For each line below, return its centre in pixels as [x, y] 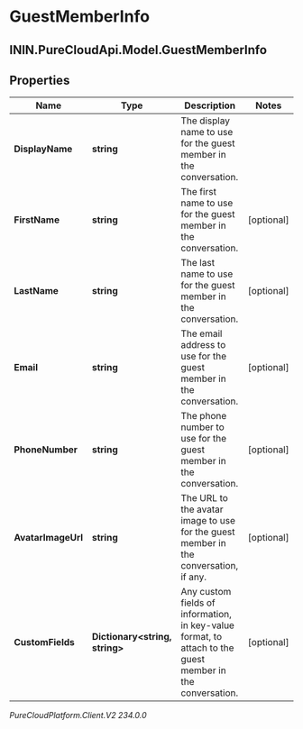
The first [198, 192]
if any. [193, 577]
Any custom [206, 592]
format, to [201, 637]
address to [203, 345]
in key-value [207, 625]
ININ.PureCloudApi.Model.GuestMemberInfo [138, 50]
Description [210, 105]
